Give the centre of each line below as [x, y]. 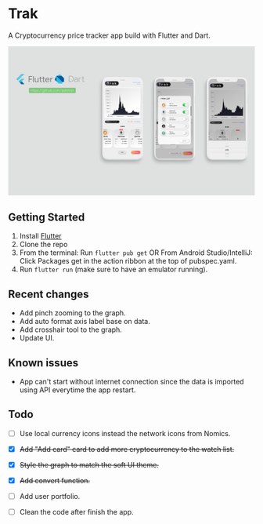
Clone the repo [43, 245]
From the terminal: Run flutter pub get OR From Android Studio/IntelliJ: [136, 253]
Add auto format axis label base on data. [85, 322]
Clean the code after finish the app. [77, 512]
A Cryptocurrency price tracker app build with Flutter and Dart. [110, 35]
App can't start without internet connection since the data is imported [131, 382]
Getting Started [47, 217]
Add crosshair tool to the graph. [71, 329]
